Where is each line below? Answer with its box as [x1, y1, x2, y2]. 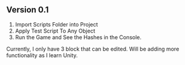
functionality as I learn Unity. [6, 51, 78, 59]
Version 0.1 [6, 5, 49, 15]
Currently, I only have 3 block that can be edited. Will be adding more [6, 45, 180, 52]
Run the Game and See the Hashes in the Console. [15, 33, 142, 41]
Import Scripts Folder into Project [15, 20, 98, 28]
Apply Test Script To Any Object [15, 27, 95, 34]
